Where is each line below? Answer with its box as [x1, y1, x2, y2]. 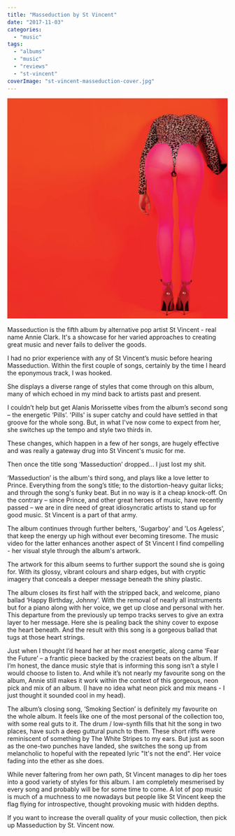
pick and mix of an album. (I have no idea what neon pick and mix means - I [7, 684, 225, 692]
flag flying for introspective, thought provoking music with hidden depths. [7, 800, 219, 808]
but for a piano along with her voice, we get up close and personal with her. [7, 603, 225, 612]
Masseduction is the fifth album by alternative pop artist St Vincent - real [7, 325, 217, 333]
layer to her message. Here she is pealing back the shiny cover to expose [7, 618, 219, 626]
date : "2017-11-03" [7, 18, 64, 26]
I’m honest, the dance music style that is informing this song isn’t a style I [7, 661, 219, 670]
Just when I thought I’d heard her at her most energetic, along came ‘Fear [7, 647, 220, 655]
